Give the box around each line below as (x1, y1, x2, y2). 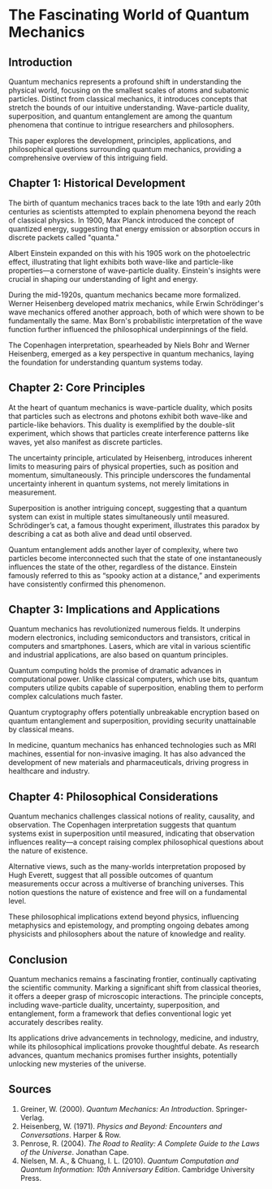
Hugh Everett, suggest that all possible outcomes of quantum (8, 871, 214, 880)
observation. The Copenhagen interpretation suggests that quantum (8, 820, 237, 830)
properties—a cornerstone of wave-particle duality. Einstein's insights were (8, 266, 261, 275)
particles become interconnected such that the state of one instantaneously (8, 553, 262, 563)
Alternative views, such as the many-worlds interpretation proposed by (8, 862, 246, 871)
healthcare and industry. (8, 766, 90, 776)
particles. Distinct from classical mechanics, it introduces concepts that (8, 94, 248, 103)
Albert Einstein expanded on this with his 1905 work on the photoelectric (8, 248, 251, 257)
